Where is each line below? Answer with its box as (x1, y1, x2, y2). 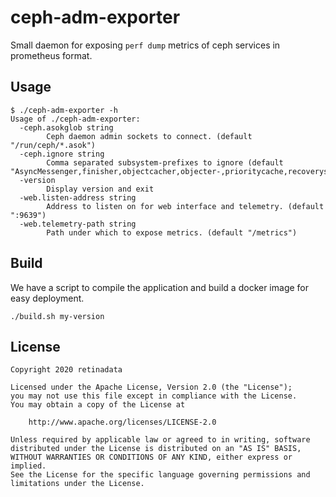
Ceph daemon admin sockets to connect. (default (46, 131, 253, 141)
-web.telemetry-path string (19, 219, 137, 229)
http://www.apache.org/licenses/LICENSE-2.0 (28, 417, 217, 428)
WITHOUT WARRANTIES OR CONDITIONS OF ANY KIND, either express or (10, 452, 293, 463)
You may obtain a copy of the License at (10, 400, 186, 410)
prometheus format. (10, 49, 93, 61)
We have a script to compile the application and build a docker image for (10, 281, 310, 293)
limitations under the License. (10, 479, 145, 489)
